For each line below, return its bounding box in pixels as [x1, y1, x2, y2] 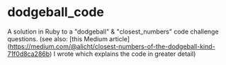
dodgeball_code [7, 4, 105, 20]
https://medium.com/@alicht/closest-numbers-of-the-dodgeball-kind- [9, 42, 215, 50]
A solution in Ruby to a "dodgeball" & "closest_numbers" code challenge [7, 27, 219, 36]
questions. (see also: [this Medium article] [7, 34, 130, 43]
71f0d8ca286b [7, 50, 50, 58]
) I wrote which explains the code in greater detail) [49, 50, 196, 58]
